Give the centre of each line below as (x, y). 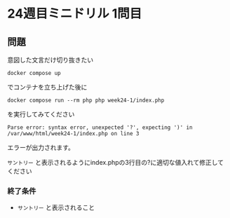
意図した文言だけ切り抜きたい (50, 60)
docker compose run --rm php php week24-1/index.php (86, 100)
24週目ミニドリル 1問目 (75, 14)
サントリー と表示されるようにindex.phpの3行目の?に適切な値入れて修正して (116, 162)
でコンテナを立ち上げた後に (47, 87)
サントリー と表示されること (56, 207)
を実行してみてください (41, 114)
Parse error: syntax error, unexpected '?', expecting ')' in (100, 128)
